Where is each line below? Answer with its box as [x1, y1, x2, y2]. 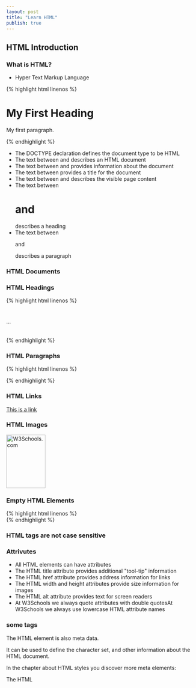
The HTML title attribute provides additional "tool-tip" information [14, 567, 177, 574]
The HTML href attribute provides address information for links [14, 574, 171, 581]
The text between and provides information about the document [14, 163, 174, 169]
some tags [6, 621, 38, 629]
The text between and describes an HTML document [14, 156, 146, 163]
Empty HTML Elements [6, 496, 75, 505]
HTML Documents [6, 267, 61, 275]
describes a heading [14, 222, 66, 230]
